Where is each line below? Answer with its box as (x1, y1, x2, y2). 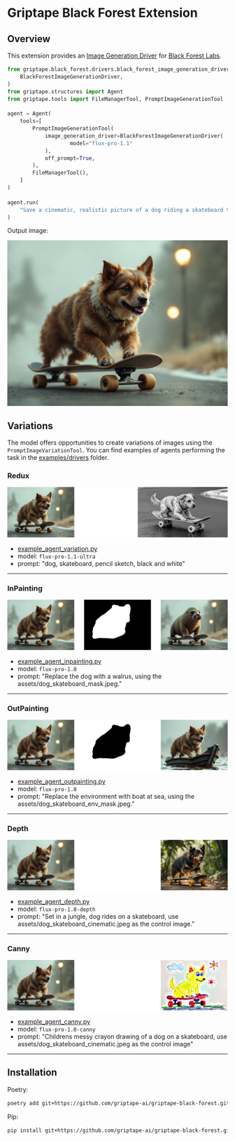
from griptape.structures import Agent (7, 88, 124, 95)
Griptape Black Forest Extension (7, 5, 198, 21)
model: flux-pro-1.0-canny (17, 1025, 96, 1034)
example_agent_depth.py (17, 898, 90, 906)
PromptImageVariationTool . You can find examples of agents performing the (7, 446, 225, 454)
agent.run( (7, 198, 39, 206)
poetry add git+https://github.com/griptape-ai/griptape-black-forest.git (7, 1100, 230, 1107)
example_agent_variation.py (17, 545, 98, 553)
